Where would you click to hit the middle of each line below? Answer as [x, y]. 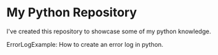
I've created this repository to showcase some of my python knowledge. [109, 31]
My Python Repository [72, 13]
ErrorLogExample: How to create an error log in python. [85, 44]
